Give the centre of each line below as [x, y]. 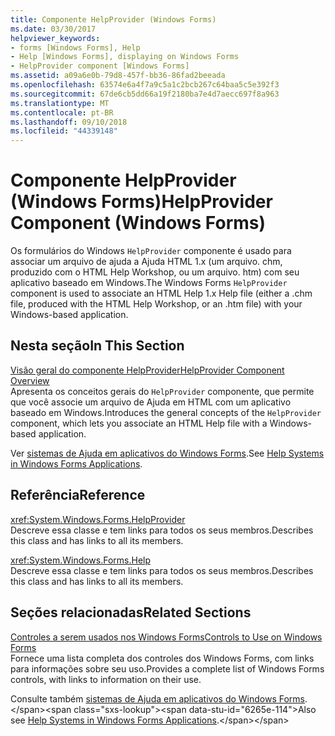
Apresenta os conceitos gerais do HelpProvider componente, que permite [162, 391]
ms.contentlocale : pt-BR [62, 112]
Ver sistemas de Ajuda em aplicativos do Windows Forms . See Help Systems [167, 453]
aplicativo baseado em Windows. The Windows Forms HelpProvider [149, 283]
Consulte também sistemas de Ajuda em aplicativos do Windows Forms [157, 698]
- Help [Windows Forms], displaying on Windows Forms [125, 57]
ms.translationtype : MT [60, 103]
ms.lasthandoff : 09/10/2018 [69, 122]
